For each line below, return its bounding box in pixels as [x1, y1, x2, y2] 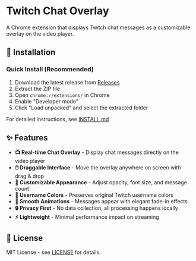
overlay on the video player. [6, 30, 74, 37]
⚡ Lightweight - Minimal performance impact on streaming [14, 213, 159, 221]
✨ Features [6, 133, 48, 143]
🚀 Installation [6, 48, 56, 58]
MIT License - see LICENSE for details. [6, 249, 101, 256]
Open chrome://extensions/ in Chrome [14, 91, 110, 99]
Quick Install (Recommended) [6, 65, 94, 74]
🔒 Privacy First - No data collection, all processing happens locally [14, 205, 178, 212]
